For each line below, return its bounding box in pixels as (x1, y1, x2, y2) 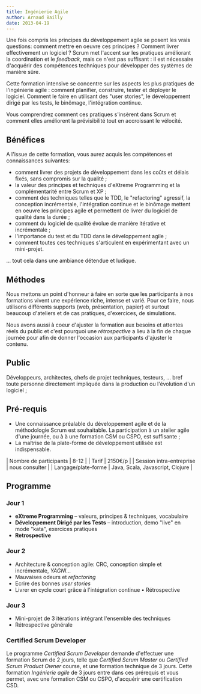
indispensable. (14, 446, 52, 453)
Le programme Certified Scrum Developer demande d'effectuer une (6, 650, 174, 657)
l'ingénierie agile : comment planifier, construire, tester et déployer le (6, 87, 177, 94)
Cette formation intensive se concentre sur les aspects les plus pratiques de (6, 80, 194, 87)
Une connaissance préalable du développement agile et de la (14, 420, 167, 427)
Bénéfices (6, 135, 45, 145)
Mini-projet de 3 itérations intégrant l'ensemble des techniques (14, 615, 171, 622)
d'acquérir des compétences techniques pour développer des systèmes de (6, 62, 193, 69)
